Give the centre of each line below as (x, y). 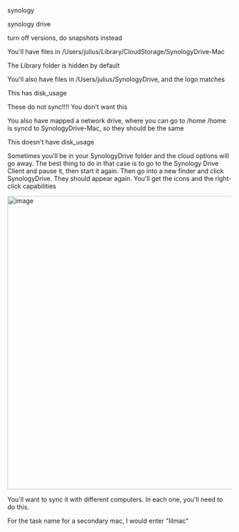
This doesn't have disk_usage (51, 142)
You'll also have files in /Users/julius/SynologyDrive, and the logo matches (116, 79)
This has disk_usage (37, 93)
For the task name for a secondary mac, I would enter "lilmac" (98, 521)
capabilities (39, 186)
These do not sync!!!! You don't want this (68, 107)
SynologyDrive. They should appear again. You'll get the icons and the (111, 178)
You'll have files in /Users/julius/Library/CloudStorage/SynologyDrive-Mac (116, 52)
